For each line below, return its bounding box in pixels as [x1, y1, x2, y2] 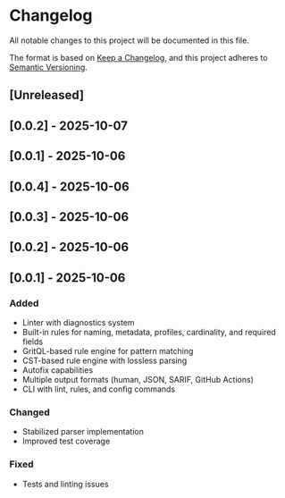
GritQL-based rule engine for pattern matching [21, 345, 194, 356]
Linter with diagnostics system [21, 317, 136, 327]
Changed [9, 406, 51, 418]
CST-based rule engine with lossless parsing [21, 355, 188, 366]
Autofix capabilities [21, 364, 94, 376]
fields [21, 336, 43, 347]
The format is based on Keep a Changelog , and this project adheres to [9, 52, 268, 63]
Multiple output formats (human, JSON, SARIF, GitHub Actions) [21, 374, 255, 384]
